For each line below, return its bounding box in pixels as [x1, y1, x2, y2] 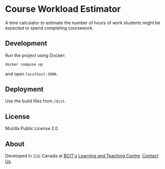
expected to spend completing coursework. [5, 25, 94, 31]
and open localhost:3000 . [5, 70, 58, 77]
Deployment [5, 85, 44, 94]
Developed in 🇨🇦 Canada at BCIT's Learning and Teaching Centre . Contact [5, 153, 159, 159]
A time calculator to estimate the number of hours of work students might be [5, 20, 161, 26]
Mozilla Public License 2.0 [5, 126, 58, 132]
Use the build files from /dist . [5, 98, 66, 104]
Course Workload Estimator [5, 3, 121, 15]
